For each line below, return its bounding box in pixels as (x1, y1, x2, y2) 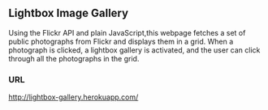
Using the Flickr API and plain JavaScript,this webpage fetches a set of (8, 27, 246, 37)
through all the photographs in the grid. (8, 53, 140, 63)
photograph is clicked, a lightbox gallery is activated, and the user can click (8, 44, 261, 55)
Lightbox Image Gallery (8, 6, 128, 20)
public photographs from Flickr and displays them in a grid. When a (8, 36, 234, 46)
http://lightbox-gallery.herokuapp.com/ (8, 92, 139, 102)
